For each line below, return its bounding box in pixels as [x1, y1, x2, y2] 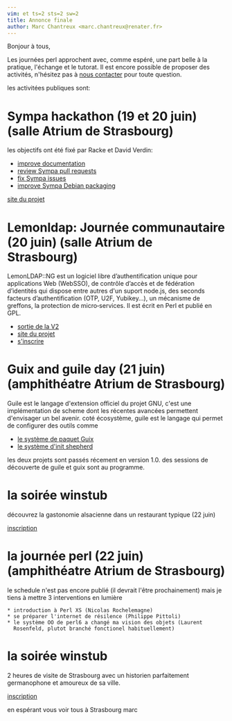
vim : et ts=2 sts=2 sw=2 [7, 10, 79, 17]
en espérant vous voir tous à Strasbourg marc [7, 706, 139, 713]
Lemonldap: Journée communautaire [7, 220, 225, 235]
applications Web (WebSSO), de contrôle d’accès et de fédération [7, 280, 195, 288]
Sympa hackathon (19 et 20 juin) [7, 108, 197, 124]
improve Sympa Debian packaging [17, 181, 116, 190]
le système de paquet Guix [17, 435, 94, 444]
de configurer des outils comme [7, 421, 98, 430]
